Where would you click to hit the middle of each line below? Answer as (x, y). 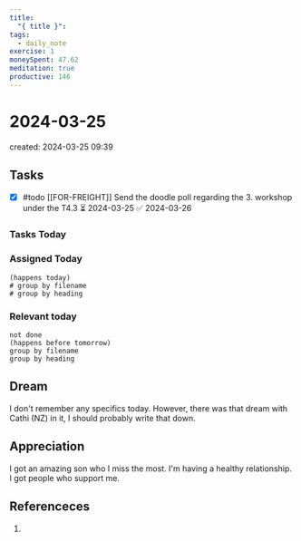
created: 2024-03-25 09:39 (61, 147)
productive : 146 (40, 77)
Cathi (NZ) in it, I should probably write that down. (103, 418)
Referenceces (50, 507)
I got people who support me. (65, 478)
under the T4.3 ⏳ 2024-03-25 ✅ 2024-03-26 (107, 208)
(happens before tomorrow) (60, 343)
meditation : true (42, 69)
